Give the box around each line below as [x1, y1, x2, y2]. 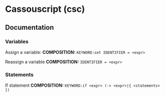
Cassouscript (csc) [5, 3, 85, 15]
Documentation [5, 23, 54, 32]
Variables [5, 38, 29, 45]
